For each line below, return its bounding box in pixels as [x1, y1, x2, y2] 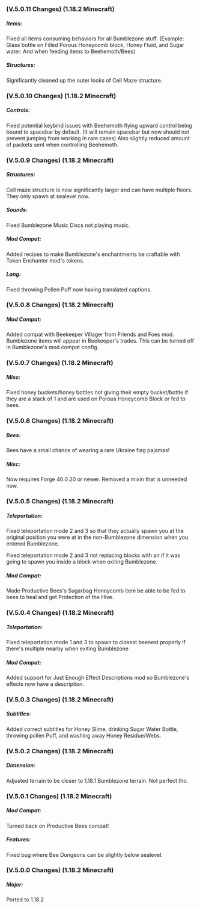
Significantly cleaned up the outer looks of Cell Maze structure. [6, 76, 163, 84]
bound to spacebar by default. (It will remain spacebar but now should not [6, 128, 190, 135]
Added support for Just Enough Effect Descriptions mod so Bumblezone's [6, 674, 190, 681]
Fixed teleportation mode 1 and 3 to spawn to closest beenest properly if [6, 638, 186, 645]
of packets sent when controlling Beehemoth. [6, 141, 119, 148]
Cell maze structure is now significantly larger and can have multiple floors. [6, 186, 193, 193]
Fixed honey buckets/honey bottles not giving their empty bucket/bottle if [6, 389, 188, 396]
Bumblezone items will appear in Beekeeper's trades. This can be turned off [6, 337, 194, 344]
